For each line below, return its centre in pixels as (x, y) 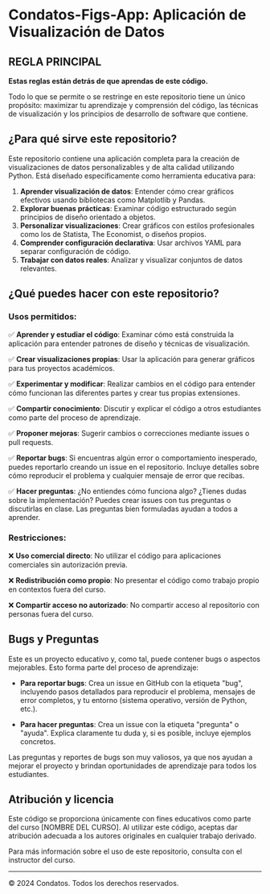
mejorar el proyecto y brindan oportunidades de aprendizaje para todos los (133, 765)
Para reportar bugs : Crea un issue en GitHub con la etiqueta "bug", (131, 683)
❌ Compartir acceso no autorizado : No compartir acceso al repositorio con (134, 605)
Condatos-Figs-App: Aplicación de (127, 15)
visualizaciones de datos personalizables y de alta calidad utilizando (121, 167)
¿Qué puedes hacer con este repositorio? (114, 294)
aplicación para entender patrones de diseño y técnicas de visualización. (129, 343)
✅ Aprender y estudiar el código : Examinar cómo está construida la (121, 334)
